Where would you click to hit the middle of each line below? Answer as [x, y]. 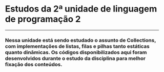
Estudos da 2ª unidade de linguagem [81, 9]
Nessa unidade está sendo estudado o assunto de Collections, [81, 40]
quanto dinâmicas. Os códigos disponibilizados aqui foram [76, 52]
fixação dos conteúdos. [34, 64]
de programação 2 [43, 19]
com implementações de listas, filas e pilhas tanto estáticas [77, 46]
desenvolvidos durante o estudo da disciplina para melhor [75, 58]
